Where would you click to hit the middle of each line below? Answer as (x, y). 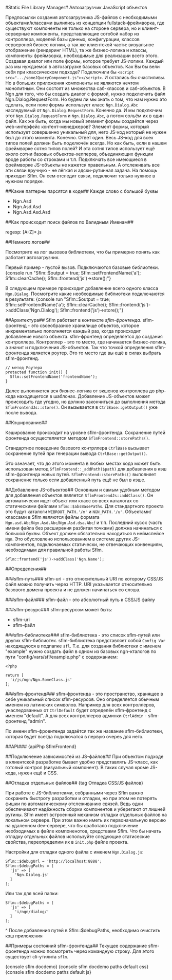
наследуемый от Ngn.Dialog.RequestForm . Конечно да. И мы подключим (84, 110)
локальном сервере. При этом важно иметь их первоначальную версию (86, 820)
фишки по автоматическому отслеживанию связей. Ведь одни (74, 804)
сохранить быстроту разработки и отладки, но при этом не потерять (81, 798)
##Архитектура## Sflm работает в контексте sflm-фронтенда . (73, 320)
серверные (18, 34)
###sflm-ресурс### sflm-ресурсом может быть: (59, 610)
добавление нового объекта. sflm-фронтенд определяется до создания (84, 337)
